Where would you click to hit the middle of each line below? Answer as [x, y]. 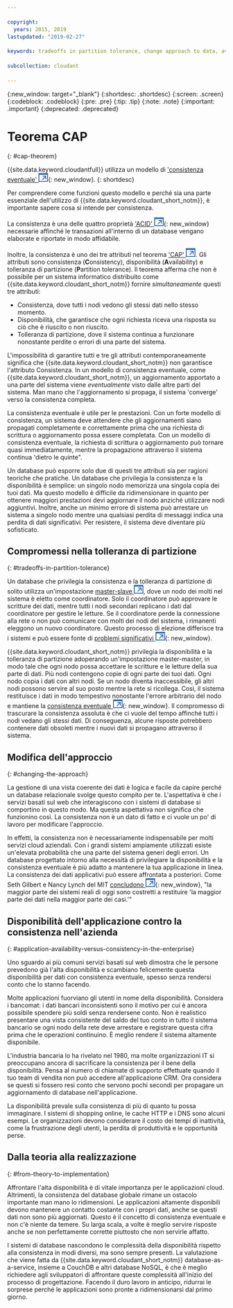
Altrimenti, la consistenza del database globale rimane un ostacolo [102, 1195]
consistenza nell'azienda [62, 932]
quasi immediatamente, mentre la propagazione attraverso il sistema [105, 450]
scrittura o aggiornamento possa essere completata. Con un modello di [109, 435]
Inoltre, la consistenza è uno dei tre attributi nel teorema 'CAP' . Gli [107, 254]
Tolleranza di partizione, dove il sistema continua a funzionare [106, 334]
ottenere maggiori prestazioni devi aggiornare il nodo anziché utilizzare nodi [116, 500]
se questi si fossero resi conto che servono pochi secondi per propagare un [115, 1085]
